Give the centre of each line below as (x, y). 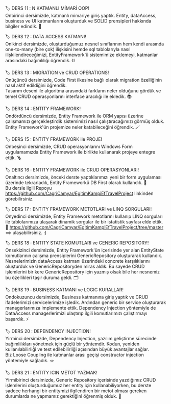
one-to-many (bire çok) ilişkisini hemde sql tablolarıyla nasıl (68, 49)
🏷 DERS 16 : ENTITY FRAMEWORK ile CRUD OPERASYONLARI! (72, 170)
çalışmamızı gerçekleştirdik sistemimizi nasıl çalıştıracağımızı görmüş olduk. (85, 121)
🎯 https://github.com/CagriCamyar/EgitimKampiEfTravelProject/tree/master (84, 227)
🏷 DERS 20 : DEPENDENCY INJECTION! (48, 331)
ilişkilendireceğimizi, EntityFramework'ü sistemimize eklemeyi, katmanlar (82, 55)
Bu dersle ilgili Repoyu (29, 188)
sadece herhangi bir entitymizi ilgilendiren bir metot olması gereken (76, 391)
